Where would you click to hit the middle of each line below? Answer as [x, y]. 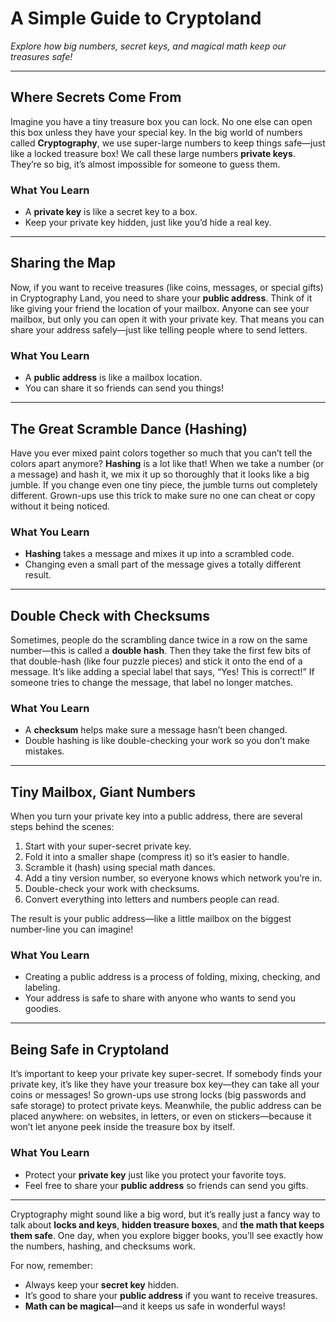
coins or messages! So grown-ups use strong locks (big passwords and [158, 1095]
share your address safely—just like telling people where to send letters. [159, 329]
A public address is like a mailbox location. [113, 378]
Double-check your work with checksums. [112, 889]
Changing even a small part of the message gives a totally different [163, 564]
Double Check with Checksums [110, 615]
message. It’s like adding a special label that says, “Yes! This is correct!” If [162, 672]
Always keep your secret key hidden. [101, 1284]
